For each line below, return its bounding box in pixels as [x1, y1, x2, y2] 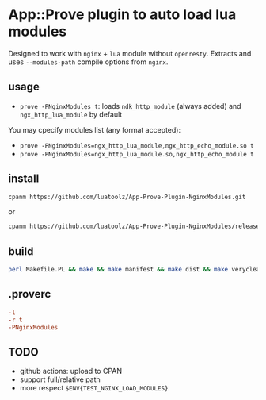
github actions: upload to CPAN [19, 367, 123, 376]
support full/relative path [19, 375, 101, 384]
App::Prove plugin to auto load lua [8, 6, 237, 24]
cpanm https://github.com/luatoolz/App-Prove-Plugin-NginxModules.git [8, 193, 246, 201]
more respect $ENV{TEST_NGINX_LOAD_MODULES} [19, 383, 169, 393]
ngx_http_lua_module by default [19, 110, 123, 119]
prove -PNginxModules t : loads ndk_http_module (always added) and [19, 101, 241, 110]
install [8, 172, 40, 186]
